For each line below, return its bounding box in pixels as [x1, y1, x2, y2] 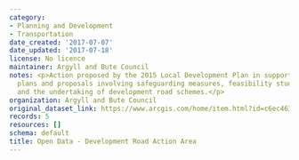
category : [9, 12, 46, 22]
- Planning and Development [9, 21, 114, 30]
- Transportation [9, 29, 74, 38]
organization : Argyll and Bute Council [9, 95, 158, 105]
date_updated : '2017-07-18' [9, 46, 114, 55]
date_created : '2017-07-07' [9, 37, 114, 47]
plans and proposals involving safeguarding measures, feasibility [17, 79, 273, 88]
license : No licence [9, 54, 86, 63]
